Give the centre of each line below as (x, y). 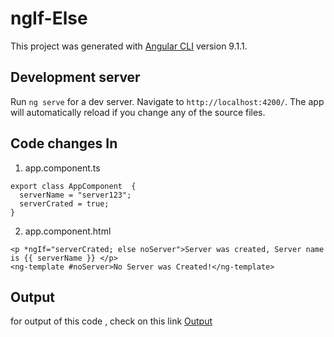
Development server (75, 77)
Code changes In (64, 143)
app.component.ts (62, 168)
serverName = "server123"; (75, 195)
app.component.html (68, 231)
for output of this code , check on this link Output (111, 321)
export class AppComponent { (73, 186)
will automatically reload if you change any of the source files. (138, 112)
